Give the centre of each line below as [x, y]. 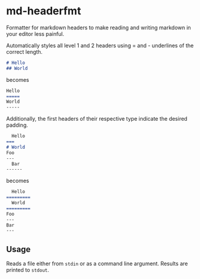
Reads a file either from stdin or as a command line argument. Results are [97, 263]
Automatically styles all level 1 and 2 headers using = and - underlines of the [100, 45]
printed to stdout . [28, 270]
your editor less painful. [35, 33]
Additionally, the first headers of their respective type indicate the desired [97, 119]
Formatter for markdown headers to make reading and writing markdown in [99, 27]
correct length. [24, 51]
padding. [17, 125]
